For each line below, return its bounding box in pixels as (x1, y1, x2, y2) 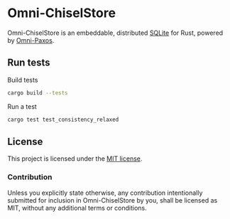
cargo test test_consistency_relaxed (7, 116, 119, 123)
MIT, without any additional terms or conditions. (7, 203, 147, 212)
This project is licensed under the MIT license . (7, 154, 143, 163)
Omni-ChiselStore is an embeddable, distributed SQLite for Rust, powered (7, 28, 224, 37)
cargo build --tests (7, 89, 69, 97)
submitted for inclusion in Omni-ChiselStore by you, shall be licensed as (7, 196, 218, 204)
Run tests (7, 57, 50, 69)
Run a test (7, 102, 37, 111)
